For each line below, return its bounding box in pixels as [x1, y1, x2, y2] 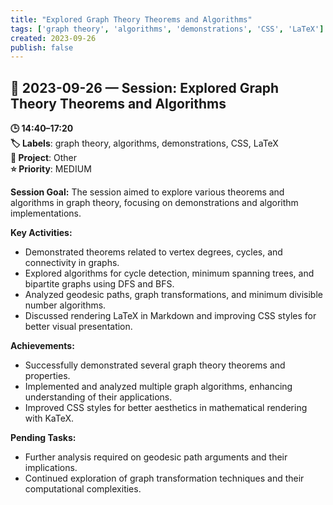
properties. [24, 370, 71, 382]
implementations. [10, 207, 82, 220]
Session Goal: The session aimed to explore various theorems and [10, 186, 285, 198]
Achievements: [10, 340, 75, 352]
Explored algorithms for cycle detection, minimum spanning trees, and [24, 267, 315, 280]
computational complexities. [24, 483, 142, 495]
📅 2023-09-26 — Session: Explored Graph [10, 79, 280, 96]
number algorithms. [24, 299, 107, 311]
